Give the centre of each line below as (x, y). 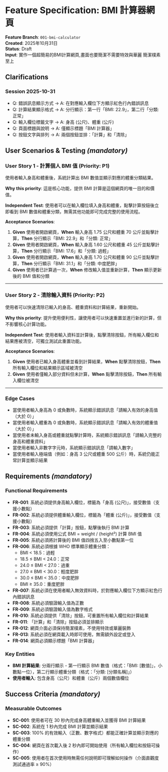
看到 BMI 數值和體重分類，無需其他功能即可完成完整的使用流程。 (76, 212)
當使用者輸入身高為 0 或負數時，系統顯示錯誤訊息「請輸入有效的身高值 (85, 410)
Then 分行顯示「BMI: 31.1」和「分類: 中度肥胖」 (70, 264)
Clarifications (27, 77)
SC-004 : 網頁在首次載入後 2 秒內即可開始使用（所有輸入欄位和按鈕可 (84, 745)
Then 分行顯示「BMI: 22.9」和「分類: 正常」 (67, 238)
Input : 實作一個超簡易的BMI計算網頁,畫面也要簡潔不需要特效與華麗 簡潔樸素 (83, 55)
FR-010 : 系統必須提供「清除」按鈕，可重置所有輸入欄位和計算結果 (80, 615)
